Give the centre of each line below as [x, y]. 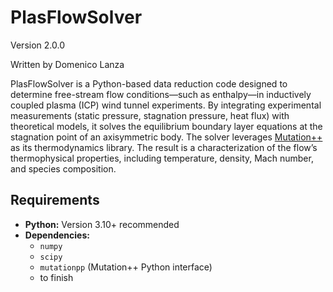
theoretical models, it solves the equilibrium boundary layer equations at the [166, 126]
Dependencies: [57, 235]
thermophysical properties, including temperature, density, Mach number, [162, 158]
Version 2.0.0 [37, 45]
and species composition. [63, 168]
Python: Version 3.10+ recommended [102, 224]
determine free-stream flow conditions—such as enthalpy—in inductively [161, 94]
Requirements [55, 200]
